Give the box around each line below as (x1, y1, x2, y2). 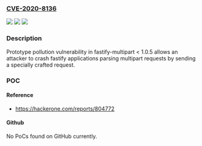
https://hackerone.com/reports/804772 (15, 105, 115, 112)
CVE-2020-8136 (6, 4, 57, 13)
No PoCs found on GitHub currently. (6, 133, 97, 140)
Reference (6, 92, 34, 99)
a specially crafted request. (6, 61, 75, 68)
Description (6, 34, 42, 43)
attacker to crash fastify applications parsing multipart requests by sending (6, 54, 196, 62)
